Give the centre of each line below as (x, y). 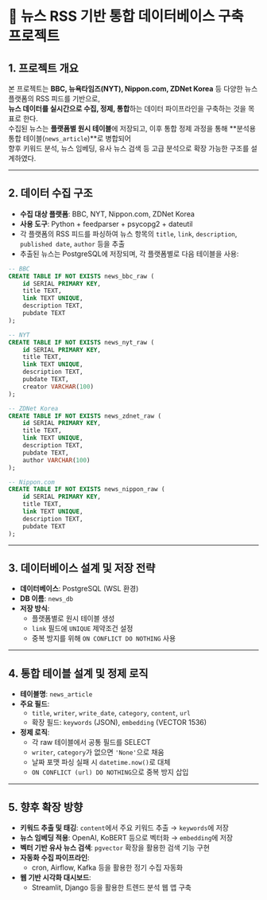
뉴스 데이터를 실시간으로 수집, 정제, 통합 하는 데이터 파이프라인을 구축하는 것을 (127, 109)
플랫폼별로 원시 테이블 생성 (73, 618)
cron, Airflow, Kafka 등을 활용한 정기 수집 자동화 (107, 867)
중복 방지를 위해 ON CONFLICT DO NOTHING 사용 (104, 638)
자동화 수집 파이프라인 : (54, 857)
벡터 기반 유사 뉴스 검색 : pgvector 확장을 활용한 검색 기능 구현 (115, 847)
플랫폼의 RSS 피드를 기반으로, (54, 99)
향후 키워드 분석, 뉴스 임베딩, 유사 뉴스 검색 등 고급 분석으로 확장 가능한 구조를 (129, 148)
